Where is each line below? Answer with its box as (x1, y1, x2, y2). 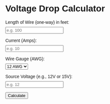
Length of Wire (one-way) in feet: (5, 19, 70, 25)
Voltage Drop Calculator (5, 4, 105, 14)
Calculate (8, 93, 26, 98)
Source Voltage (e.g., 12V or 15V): (5, 73, 73, 79)
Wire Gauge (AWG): (5, 56, 45, 62)
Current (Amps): (5, 37, 37, 43)
